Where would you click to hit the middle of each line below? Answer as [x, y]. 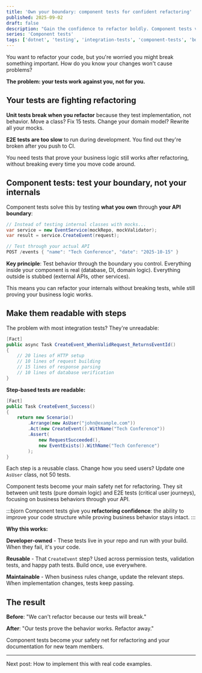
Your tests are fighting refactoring [71, 100]
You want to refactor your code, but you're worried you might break [90, 57]
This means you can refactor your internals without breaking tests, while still [101, 288]
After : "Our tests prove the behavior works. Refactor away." [80, 628]
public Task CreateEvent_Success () [51, 406]
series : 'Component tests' [40, 34]
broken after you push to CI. [41, 146]
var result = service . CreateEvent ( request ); [63, 236]
